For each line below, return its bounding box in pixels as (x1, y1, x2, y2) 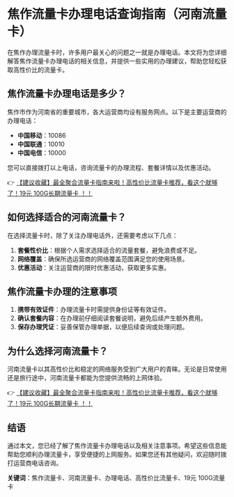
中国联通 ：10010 (17, 140, 65, 148)
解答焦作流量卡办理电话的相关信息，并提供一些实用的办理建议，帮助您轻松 (7, 56, 221, 65)
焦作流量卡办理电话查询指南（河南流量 (7, 6, 228, 22)
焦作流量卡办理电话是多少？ (7, 88, 127, 100)
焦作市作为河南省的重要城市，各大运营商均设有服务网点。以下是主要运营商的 (7, 107, 227, 116)
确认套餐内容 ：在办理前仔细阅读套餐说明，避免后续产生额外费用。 (17, 314, 207, 322)
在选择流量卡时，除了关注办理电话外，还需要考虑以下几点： (7, 231, 178, 239)
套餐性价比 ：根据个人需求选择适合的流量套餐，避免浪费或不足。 (17, 246, 201, 254)
